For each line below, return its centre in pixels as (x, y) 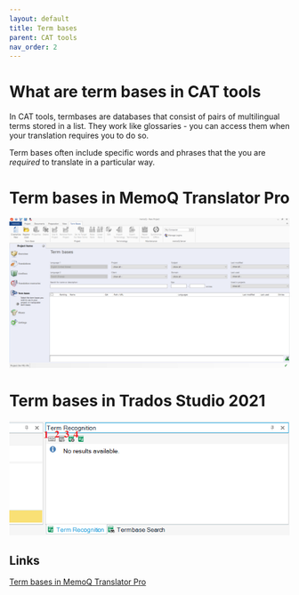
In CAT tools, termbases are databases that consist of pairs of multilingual (145, 117)
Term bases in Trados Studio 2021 (137, 401)
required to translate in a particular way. (82, 162)
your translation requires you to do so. (79, 136)
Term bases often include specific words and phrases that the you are (137, 153)
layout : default (39, 19)
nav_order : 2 (33, 47)
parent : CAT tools (43, 37)
